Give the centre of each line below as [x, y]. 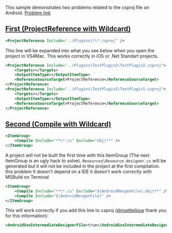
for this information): [27, 216]
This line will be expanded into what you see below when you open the [80, 50]
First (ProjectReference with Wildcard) [68, 29]
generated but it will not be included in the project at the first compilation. [83, 166]
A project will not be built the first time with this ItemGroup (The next [78, 155]
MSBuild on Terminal [27, 177]
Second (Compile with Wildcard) [58, 124]
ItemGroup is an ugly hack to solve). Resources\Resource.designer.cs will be [86, 160]
